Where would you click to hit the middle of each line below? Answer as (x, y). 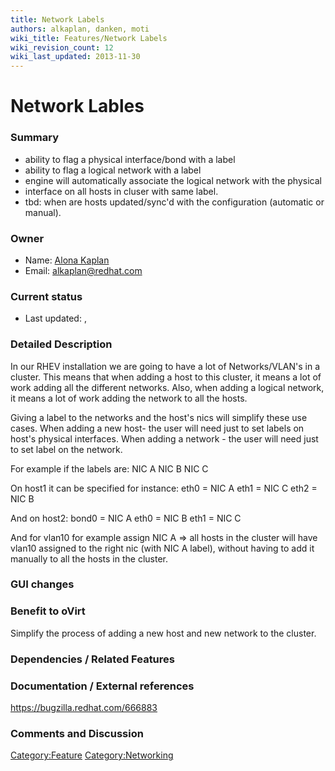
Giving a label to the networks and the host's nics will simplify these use (159, 417)
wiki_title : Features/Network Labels (89, 38)
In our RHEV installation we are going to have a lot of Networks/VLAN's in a (165, 366)
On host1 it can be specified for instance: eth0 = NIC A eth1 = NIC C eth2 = (164, 488)
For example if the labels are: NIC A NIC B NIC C (109, 468)
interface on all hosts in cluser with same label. (121, 191)
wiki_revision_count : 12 (62, 47)
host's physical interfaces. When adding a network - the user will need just (164, 438)
